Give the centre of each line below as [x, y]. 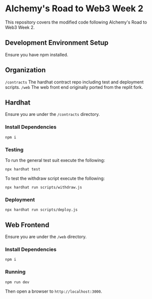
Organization [25, 70]
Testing [14, 149]
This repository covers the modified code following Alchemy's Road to [76, 22]
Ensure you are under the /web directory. [46, 237]
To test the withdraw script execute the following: [55, 178]
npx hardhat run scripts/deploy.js [41, 210]
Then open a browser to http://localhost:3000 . [53, 291]
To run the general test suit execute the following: [55, 160]
